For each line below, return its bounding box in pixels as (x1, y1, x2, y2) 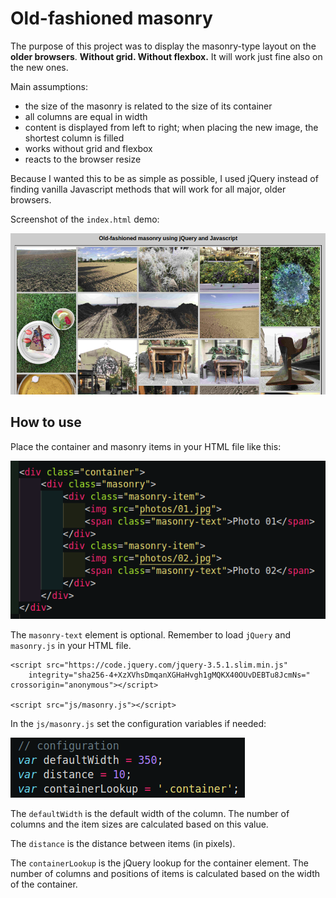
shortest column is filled (24, 132, 125, 144)
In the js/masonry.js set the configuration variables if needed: (10, 717, 267, 729)
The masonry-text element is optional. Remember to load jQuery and (10, 628, 292, 641)
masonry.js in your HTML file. (10, 639, 132, 651)
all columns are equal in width (24, 110, 148, 122)
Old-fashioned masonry (10, 7, 213, 30)
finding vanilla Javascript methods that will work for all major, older (10, 183, 287, 195)
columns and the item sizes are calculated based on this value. (10, 818, 269, 830)
